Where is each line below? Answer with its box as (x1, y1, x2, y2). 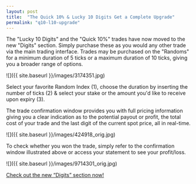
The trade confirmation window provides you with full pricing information (6, 107, 184, 115)
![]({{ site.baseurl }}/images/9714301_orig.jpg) (6, 160, 118, 168)
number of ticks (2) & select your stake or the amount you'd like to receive (6, 89, 186, 97)
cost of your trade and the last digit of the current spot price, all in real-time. (6, 120, 191, 127)
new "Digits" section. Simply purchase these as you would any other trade (6, 42, 187, 49)
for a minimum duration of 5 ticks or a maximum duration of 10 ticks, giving (6, 54, 188, 62)
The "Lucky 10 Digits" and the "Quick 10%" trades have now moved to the (6, 36, 185, 43)
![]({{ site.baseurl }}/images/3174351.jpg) (6, 72, 105, 79)
